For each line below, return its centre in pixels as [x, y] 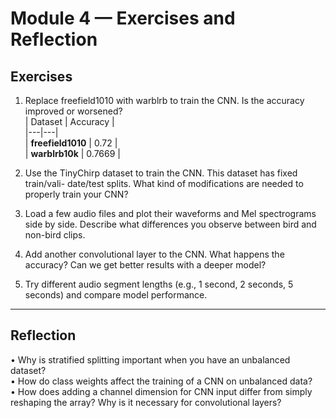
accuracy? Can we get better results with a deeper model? [145, 265]
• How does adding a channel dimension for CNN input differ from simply [161, 391]
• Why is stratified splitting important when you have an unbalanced [150, 359]
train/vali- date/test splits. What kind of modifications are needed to [164, 183]
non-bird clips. [55, 235]
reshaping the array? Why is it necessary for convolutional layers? [146, 402]
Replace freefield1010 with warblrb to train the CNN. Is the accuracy [164, 100]
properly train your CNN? [76, 194]
